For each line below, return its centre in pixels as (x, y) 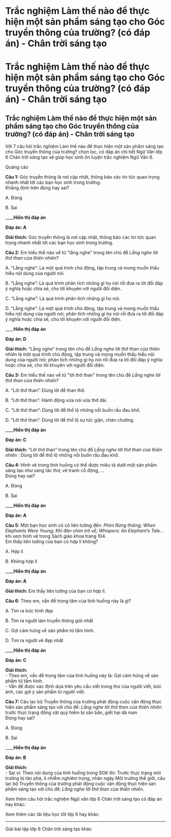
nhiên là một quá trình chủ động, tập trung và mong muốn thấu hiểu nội (80, 354)
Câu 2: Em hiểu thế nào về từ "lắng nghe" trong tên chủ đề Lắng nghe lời (82, 253)
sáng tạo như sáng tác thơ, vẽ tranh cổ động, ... (55, 471)
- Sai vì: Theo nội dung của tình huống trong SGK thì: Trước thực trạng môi (83, 773)
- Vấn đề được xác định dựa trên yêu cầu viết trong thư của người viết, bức (83, 686)
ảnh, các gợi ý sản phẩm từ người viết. (45, 692)
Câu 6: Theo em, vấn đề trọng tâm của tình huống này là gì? (68, 601)
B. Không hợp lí (21, 561)
